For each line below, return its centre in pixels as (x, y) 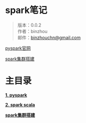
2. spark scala (20, 104)
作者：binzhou (32, 31)
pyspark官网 (18, 48)
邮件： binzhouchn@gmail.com (49, 37)
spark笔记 (26, 10)
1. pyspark (16, 95)
